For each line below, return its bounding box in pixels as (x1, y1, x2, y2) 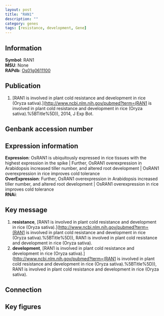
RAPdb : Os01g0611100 (5, 67, 51, 73)
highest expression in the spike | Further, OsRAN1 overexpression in (5, 160, 142, 166)
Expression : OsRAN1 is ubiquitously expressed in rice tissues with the (5, 155, 147, 160)
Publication (5, 82, 41, 90)
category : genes (5, 21, 38, 26)
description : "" (5, 16, 38, 21)
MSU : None (5, 62, 28, 68)
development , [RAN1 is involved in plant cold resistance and (12, 245, 135, 251)
